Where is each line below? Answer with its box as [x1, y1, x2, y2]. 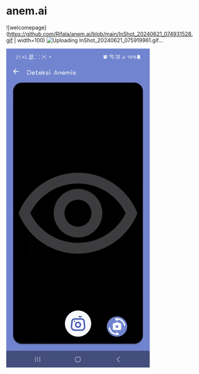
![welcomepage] [6, 24, 47, 31]
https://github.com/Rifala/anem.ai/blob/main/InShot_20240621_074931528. [8, 30, 193, 37]
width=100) [17, 36, 45, 44]
